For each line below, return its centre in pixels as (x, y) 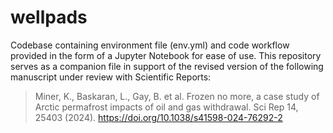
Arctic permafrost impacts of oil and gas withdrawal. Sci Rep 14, (166, 107)
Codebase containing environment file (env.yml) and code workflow (150, 45)
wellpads (49, 17)
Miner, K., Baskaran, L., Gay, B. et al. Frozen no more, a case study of (177, 96)
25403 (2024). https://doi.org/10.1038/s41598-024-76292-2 (158, 117)
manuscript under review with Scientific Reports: (111, 77)
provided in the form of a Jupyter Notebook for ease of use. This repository (166, 55)
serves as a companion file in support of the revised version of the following (167, 66)
